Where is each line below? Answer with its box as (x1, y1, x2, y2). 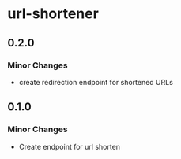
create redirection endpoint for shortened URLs (18, 77, 173, 87)
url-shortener (7, 5, 100, 23)
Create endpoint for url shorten (18, 142, 120, 151)
